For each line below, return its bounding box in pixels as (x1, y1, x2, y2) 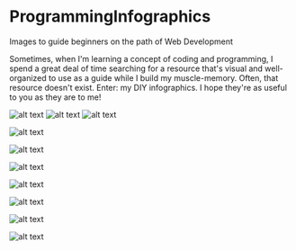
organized (9, 72, 47, 83)
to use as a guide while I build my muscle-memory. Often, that (48, 72, 279, 83)
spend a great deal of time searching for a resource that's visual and (9, 63, 264, 74)
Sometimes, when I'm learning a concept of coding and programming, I (9, 53, 274, 64)
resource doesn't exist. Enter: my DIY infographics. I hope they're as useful (9, 82, 288, 93)
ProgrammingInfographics (9, 6, 211, 27)
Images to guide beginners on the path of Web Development (9, 36, 234, 47)
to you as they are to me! (9, 92, 102, 103)
